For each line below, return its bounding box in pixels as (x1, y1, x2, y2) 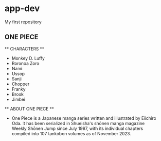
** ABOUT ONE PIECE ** (4, 106, 54, 111)
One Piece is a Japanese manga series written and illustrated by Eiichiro (11, 115, 157, 121)
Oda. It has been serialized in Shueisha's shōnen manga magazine (11, 120, 145, 126)
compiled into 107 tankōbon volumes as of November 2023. (11, 130, 131, 136)
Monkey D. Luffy (11, 55, 45, 61)
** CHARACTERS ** (4, 46, 45, 51)
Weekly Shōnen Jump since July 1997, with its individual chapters (11, 125, 143, 131)
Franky (11, 86, 26, 92)
